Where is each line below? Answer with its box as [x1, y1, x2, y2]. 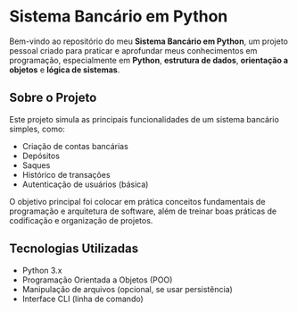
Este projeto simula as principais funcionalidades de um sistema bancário [9, 114, 279, 124]
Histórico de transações [21, 169, 111, 180]
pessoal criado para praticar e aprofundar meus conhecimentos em [9, 45, 258, 55]
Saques [21, 159, 51, 171]
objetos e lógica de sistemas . [9, 64, 120, 75]
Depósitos [21, 150, 61, 161]
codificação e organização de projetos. [9, 215, 153, 225]
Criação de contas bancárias [21, 140, 129, 151]
